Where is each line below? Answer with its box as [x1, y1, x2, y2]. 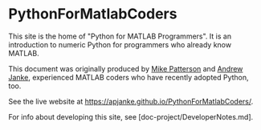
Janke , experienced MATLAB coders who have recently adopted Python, [8, 72, 249, 82]
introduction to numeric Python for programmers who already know [8, 39, 231, 49]
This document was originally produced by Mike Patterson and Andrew [8, 63, 243, 73]
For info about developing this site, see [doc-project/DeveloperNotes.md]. [8, 112, 254, 121]
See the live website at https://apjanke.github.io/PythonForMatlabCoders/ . [8, 96, 254, 106]
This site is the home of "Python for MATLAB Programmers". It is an [8, 31, 231, 41]
